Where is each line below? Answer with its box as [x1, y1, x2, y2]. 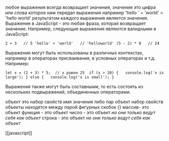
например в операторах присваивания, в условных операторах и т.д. [5, 55, 156, 61]
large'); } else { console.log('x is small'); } [5, 75, 114, 80]
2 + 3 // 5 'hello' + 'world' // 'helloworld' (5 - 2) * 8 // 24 [5, 41, 159, 46]
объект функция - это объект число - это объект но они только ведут [5, 110, 156, 115]
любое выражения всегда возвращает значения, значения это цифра [5, 5, 156, 10]
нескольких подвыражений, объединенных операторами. [5, 89, 131, 95]
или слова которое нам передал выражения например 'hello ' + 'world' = [5, 10, 163, 16]
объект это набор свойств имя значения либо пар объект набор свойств [5, 99, 163, 105]
